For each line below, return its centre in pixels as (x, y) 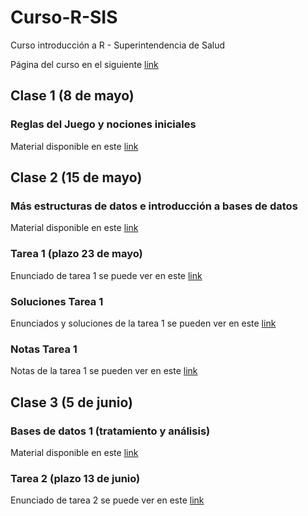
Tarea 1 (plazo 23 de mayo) (76, 254)
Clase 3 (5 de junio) (71, 402)
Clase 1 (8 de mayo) (72, 96)
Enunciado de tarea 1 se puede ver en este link (106, 275)
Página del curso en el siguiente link (84, 64)
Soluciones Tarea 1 (57, 301)
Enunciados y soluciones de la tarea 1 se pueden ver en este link (143, 323)
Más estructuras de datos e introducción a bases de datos (154, 206)
